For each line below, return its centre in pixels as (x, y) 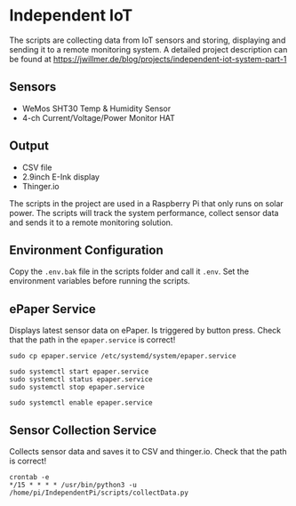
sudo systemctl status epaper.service (81, 380)
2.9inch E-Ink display (61, 177)
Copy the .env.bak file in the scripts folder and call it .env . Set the (129, 271)
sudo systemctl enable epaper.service (81, 403)
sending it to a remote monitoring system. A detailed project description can (148, 49)
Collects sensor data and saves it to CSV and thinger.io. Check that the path (148, 451)
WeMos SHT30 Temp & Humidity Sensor (96, 108)
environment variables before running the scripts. (100, 281)
